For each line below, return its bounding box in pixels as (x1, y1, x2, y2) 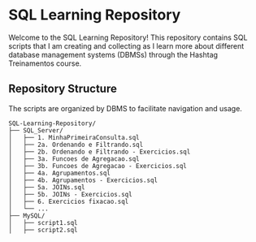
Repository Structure (8, 82, 118, 96)
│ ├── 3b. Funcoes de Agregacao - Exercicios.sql (8, 162, 187, 170)
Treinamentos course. (8, 58, 82, 68)
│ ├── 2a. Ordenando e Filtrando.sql (8, 140, 144, 149)
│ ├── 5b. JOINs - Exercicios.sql (8, 190, 132, 198)
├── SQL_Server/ (8, 126, 63, 135)
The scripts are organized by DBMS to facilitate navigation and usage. (8, 103, 242, 113)
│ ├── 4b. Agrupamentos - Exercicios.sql (8, 176, 158, 184)
